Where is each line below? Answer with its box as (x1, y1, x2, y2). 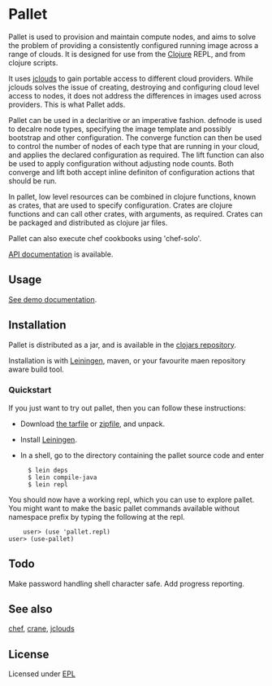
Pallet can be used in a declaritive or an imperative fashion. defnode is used (8, 115, 262, 125)
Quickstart (8, 385, 52, 396)
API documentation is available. (8, 249, 114, 259)
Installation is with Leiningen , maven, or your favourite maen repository (8, 355, 246, 365)
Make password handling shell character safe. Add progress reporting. (8, 578, 245, 588)
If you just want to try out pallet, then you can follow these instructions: (8, 402, 246, 412)
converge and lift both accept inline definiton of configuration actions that (8, 167, 255, 177)
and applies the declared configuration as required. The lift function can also (8, 150, 265, 160)
